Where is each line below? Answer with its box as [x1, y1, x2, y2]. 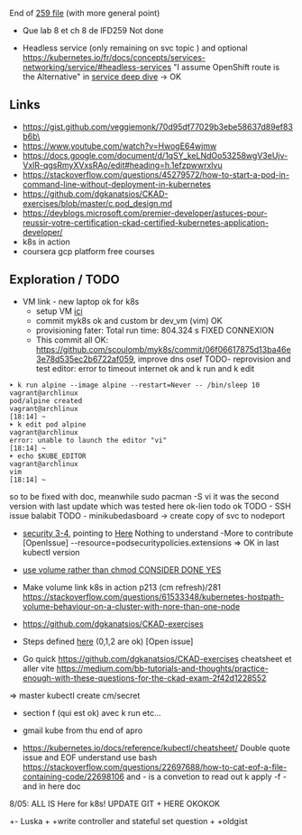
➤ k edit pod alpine [9, 419, 87, 429]
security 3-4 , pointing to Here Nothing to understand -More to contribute [22, 528, 294, 538]
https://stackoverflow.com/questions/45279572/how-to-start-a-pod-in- [22, 169, 290, 179]
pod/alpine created [9, 396, 83, 405]
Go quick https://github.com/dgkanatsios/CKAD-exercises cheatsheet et [22, 653, 292, 664]
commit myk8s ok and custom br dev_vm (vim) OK [35, 315, 223, 326]
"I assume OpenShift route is [173, 62, 280, 72]
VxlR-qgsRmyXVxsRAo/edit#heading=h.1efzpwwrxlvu [22, 160, 223, 170]
